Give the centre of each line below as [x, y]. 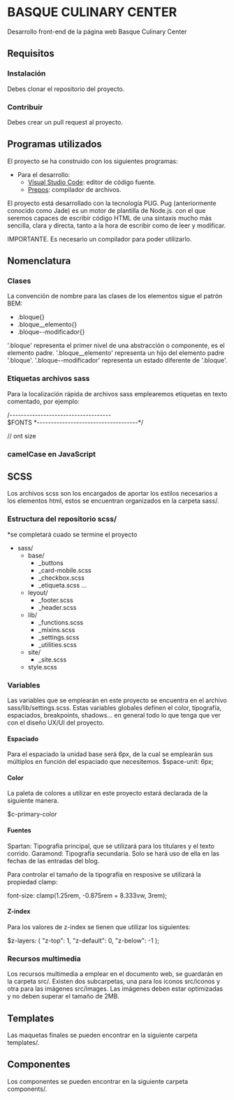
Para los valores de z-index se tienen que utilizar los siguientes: [99, 927]
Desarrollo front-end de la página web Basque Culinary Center [97, 32]
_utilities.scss [57, 644]
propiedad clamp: [32, 882]
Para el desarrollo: [44, 174]
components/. [27, 1089]
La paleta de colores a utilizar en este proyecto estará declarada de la [108, 793]
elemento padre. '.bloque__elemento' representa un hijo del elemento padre [116, 353]
